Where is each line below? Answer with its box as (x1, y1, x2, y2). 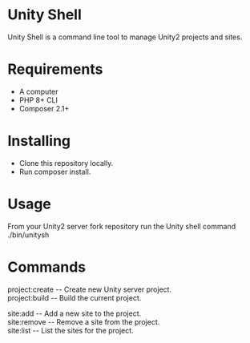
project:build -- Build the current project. (7, 293, 142, 302)
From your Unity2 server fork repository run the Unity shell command (7, 221, 236, 231)
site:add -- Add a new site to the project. (7, 309, 142, 318)
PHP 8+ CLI (18, 95, 58, 105)
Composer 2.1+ (18, 103, 70, 113)
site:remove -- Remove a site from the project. (7, 317, 160, 326)
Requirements (7, 60, 103, 79)
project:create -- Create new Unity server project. (7, 284, 172, 294)
